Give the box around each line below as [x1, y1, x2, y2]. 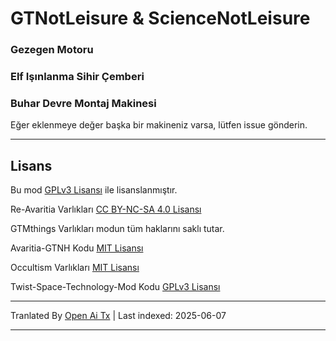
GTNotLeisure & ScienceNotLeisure [10, 7, 311, 30]
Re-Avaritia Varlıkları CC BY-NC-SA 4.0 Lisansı [10, 203, 202, 216]
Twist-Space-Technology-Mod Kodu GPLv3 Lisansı [10, 281, 221, 293]
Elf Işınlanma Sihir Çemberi [10, 70, 145, 84]
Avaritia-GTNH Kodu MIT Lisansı [10, 242, 144, 254]
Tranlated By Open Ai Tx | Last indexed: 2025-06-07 [10, 310, 227, 322]
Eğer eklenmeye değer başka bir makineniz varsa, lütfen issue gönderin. [10, 119, 308, 131]
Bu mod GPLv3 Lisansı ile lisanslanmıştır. [10, 184, 178, 196]
